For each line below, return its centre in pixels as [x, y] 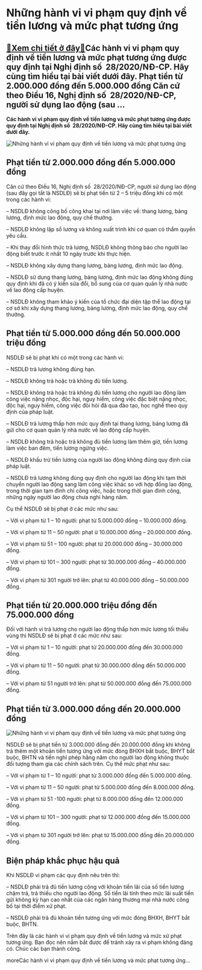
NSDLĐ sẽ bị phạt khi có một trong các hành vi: [65, 357]
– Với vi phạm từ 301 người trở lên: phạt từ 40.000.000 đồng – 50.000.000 [97, 580]
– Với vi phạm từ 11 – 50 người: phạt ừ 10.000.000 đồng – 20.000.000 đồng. [99, 532]
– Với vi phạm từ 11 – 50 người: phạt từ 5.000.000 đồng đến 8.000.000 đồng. [101, 787]
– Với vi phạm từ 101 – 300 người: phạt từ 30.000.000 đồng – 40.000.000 [96, 562]
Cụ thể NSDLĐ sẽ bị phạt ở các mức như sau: [62, 509]
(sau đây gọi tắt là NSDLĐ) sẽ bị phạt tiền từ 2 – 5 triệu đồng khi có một [95, 193]
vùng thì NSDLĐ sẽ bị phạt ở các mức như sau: [64, 636]
